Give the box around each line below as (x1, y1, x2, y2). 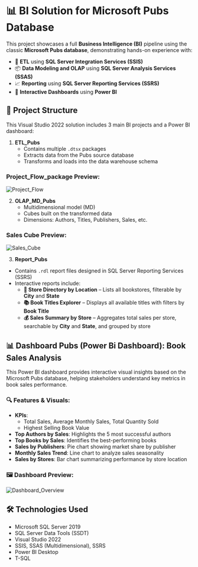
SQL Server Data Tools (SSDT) (14, 529, 89, 536)
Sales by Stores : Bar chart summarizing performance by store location (14, 456, 187, 463)
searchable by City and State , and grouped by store (23, 323, 151, 330)
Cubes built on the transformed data (23, 210, 112, 217)
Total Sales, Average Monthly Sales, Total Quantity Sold (23, 418, 159, 425)
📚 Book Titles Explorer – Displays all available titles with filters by (23, 299, 185, 306)
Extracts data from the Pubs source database (23, 151, 134, 158)
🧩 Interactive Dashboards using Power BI (14, 88, 117, 95)
